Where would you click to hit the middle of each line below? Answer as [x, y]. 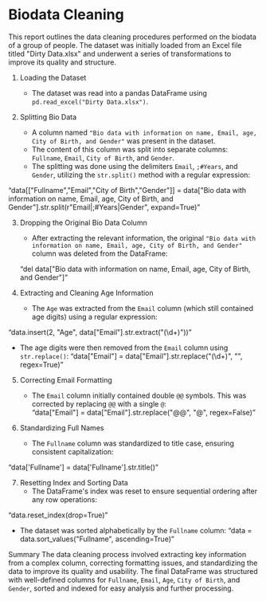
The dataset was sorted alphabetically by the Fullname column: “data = [136, 530]
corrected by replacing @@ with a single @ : [99, 403]
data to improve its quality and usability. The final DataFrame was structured [133, 571]
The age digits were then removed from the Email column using [124, 348]
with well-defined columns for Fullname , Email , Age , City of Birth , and [124, 579]
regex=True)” [41, 364]
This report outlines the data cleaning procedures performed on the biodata [133, 37]
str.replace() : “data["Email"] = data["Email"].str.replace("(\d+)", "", [131, 355]
